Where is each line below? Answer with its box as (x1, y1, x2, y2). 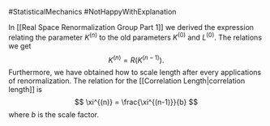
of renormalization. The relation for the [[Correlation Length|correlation (8, 76, 246, 86)
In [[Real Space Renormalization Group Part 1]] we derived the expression (8, 23, 254, 31)
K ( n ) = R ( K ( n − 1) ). (108, 53, 165, 65)
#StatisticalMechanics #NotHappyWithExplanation (8, 7, 177, 16)
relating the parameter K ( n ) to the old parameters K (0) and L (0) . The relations (8, 31, 262, 42)
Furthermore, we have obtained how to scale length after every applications (8, 68, 262, 78)
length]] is (8, 85, 43, 94)
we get (8, 40, 32, 51)
